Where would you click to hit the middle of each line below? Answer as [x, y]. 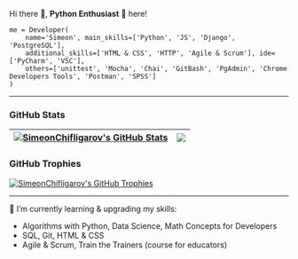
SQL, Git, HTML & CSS [63, 235]
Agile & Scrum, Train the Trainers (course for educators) [125, 245]
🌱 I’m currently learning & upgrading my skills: [93, 208]
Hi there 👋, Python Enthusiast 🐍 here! [78, 14]
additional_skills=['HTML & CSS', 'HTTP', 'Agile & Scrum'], [140, 53]
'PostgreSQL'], [37, 45]
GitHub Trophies [45, 164]
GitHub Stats [37, 114]
